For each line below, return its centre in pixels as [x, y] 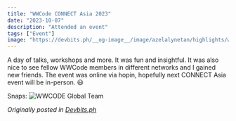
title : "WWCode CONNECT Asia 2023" [59, 14]
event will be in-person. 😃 [46, 82]
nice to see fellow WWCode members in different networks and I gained [112, 68]
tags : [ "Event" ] [31, 33]
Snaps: [18, 96]
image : [17, 40]
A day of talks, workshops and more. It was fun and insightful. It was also [113, 60]
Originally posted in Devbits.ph [52, 110]
